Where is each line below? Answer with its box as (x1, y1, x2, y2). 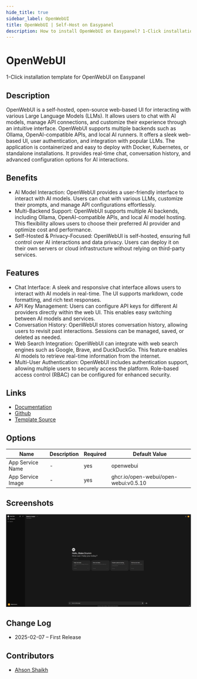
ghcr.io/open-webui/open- (111, 473, 178, 480)
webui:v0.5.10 (111, 479, 147, 487)
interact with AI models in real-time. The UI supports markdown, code (14, 290, 184, 297)
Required (83, 450, 107, 458)
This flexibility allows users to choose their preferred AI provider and (14, 220, 181, 227)
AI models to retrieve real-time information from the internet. (14, 352, 161, 359)
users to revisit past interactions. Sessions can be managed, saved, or (14, 327, 185, 334)
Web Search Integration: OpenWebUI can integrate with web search (14, 339, 178, 347)
